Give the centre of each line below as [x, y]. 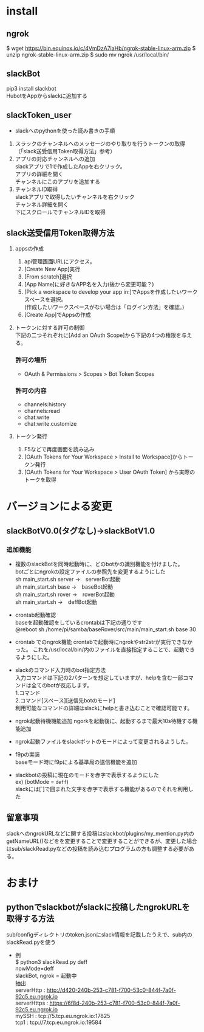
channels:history [45, 404]
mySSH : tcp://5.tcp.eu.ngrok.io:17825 [63, 1016]
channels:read [42, 411]
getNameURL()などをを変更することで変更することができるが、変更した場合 [102, 841]
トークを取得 [40, 480]
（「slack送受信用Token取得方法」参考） [65, 151]
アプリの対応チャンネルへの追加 [55, 159]
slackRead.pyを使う [31, 942]
